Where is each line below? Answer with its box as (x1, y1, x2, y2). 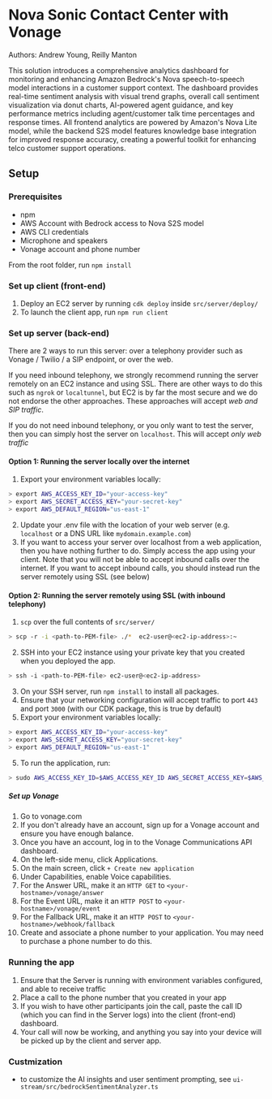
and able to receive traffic (19, 984, 107, 993)
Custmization (8, 1056, 63, 1067)
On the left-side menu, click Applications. (19, 855, 159, 864)
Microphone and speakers (19, 236, 108, 245)
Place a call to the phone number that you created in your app (19, 993, 227, 1002)
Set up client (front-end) (8, 280, 107, 292)
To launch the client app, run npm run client (19, 307, 168, 317)
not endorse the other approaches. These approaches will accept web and (8, 396, 258, 406)
